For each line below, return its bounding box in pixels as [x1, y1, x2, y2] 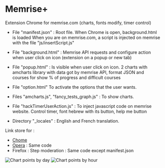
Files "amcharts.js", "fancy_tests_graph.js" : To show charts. [12, 94, 134, 100]
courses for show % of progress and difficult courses [12, 74, 121, 80]
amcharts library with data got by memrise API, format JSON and [12, 69, 144, 75]
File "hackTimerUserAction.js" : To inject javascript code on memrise [12, 103, 152, 109]
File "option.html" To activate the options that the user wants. [12, 84, 137, 90]
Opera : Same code [12, 142, 52, 148]
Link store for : [5, 127, 34, 134]
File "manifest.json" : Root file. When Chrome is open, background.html [12, 29, 157, 35]
